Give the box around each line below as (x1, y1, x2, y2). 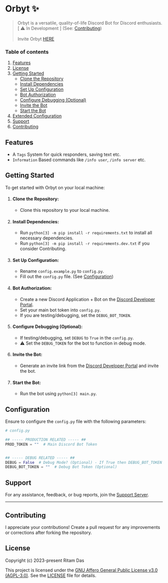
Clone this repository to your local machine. (19, 207, 110, 213)
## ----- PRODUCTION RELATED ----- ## (5, 437, 86, 442)
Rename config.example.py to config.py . (19, 268, 104, 274)
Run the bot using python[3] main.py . (19, 391, 97, 397)
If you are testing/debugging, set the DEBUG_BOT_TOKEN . (19, 312, 131, 318)
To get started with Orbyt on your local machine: (5, 184, 105, 190)
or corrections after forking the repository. (5, 529, 92, 535)
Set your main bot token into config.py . (19, 307, 101, 313)
